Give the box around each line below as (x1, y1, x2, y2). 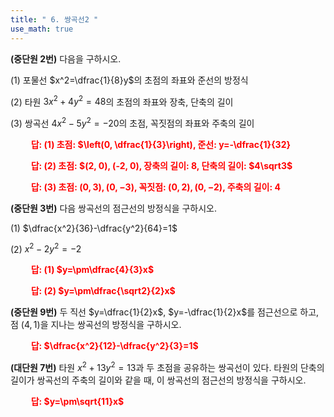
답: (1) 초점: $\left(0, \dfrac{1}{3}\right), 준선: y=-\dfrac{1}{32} (30, 138, 292, 150)
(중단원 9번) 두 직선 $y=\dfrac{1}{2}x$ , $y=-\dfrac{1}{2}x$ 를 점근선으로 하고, (10, 306, 320, 318)
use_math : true (10, 24, 74, 34)
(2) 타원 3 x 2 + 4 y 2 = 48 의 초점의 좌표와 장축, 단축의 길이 (10, 94, 234, 108)
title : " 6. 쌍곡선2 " (10, 14, 99, 25)
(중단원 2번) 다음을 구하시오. (10, 52, 122, 65)
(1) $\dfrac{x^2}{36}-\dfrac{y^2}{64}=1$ (10, 222, 178, 234)
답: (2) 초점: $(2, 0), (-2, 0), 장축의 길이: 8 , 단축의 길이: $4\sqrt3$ (30, 159, 293, 171)
